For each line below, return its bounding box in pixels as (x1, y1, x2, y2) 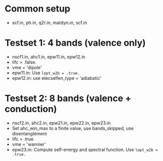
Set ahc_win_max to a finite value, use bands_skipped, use (12, 125, 134, 131)
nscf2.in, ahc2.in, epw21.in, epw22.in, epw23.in (12, 120, 111, 126)
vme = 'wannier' (12, 141, 46, 147)
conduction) (5, 103, 57, 115)
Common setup (5, 3, 70, 15)
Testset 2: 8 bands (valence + (5, 93, 132, 104)
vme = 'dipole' (12, 64, 42, 70)
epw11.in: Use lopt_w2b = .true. (12, 70, 80, 76)
